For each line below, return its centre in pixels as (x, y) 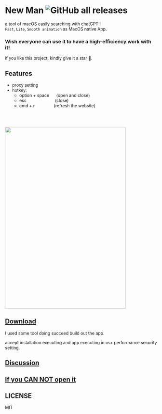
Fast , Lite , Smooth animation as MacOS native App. (56, 29)
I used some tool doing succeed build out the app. (55, 333)
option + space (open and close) (54, 96)
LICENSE (19, 396)
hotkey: (20, 90)
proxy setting (25, 85)
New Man (24, 10)
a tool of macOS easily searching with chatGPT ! (53, 24)
